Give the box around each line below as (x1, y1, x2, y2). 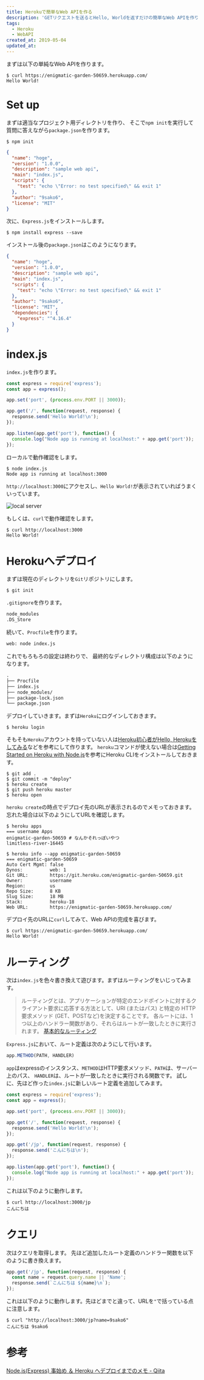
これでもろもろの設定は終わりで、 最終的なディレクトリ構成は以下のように (6, 652, 193, 660)
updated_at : (6, 43, 36, 49)
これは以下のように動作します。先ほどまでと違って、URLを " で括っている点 (6, 1297, 194, 1305)
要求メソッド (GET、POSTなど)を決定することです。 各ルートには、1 (21, 1012, 193, 1020)
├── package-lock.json (6, 695, 64, 701)
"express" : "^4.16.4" (17, 316, 72, 322)
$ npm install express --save (6, 229, 83, 236)
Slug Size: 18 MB (6, 894, 64, 900)
